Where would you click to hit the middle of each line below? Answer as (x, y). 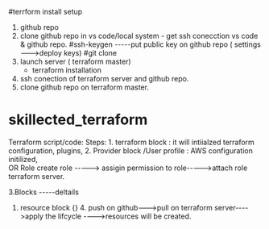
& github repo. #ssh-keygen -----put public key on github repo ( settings (141, 44)
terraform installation (67, 70)
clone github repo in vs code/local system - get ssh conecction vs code (139, 36)
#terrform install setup (46, 12)
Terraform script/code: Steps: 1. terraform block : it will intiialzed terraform (132, 142)
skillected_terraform (78, 120)
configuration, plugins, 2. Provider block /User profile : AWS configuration (131, 150)
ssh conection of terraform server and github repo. (104, 79)
